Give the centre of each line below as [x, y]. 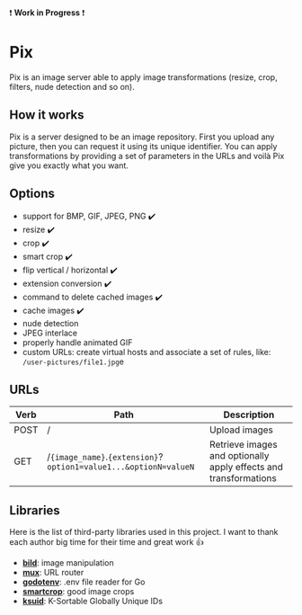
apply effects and [246, 468]
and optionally [240, 456]
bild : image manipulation [68, 563]
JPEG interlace [50, 333]
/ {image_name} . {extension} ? [105, 457]
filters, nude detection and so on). [72, 86]
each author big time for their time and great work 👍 [107, 542]
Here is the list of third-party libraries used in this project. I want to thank [144, 532]
